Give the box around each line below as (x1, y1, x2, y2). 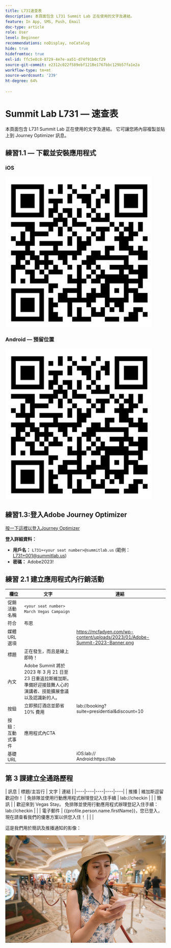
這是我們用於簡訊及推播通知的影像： (5, 825, 81, 831)
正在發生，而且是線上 (24, 648, 69, 654)
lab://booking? (76, 703, 107, 709)
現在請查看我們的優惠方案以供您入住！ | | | (5, 814, 94, 820)
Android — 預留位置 (5, 336, 54, 343)
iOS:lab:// (76, 751, 96, 757)
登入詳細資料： (5, 536, 37, 542)
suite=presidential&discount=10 (76, 708, 144, 714)
